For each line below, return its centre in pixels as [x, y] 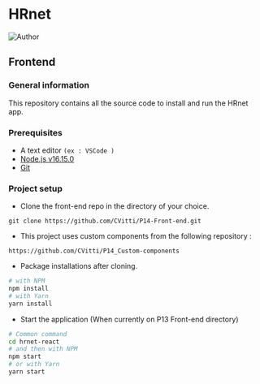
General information [49, 85]
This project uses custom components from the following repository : [136, 236]
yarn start [27, 372]
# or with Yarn [34, 365]
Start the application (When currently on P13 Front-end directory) [129, 319]
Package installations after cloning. [79, 266]
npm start [25, 357]
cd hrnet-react [34, 342]
